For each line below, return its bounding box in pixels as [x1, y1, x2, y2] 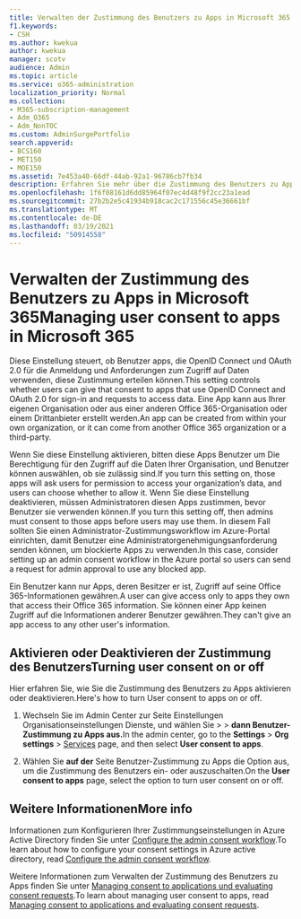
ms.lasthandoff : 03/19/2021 [9, 222, 115, 231]
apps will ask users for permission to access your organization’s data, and [9, 477, 282, 489]
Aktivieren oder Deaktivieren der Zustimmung [9, 645, 271, 661]
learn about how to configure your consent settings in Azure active [9, 844, 256, 854]
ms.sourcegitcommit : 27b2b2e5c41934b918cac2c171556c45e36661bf [9, 197, 251, 206]
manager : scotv [9, 55, 66, 64]
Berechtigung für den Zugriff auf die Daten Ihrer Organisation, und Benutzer [9, 459, 289, 469]
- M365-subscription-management [9, 105, 130, 114]
